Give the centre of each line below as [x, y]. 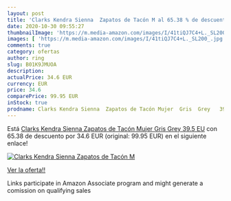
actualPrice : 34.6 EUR [40, 77]
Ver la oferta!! [26, 169]
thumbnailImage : [30, 33]
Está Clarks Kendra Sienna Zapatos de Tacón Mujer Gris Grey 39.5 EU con [112, 128]
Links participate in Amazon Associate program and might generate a [105, 183]
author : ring [26, 58]
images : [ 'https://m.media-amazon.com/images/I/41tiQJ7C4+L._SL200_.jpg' [117, 39]
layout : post [26, 13]
